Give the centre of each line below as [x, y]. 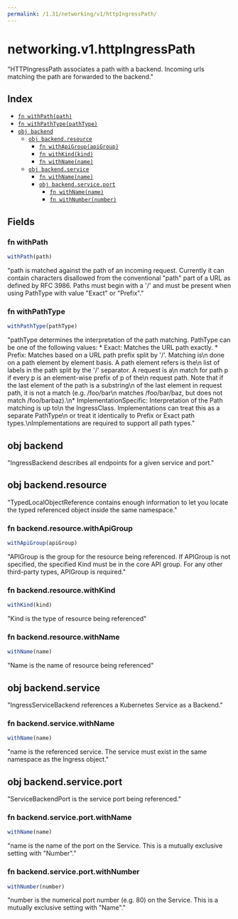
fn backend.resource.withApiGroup [70, 528]
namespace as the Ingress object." [58, 759]
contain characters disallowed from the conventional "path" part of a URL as [119, 278]
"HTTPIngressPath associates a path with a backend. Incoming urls [106, 69]
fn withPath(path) [45, 117]
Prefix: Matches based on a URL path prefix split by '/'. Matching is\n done [116, 355]
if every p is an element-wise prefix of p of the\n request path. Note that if [115, 378]
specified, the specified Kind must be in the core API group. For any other [115, 564]
